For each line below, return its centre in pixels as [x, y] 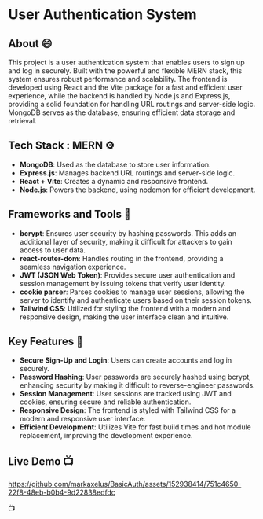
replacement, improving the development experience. [106, 436]
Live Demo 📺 [41, 461]
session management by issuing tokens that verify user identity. [122, 283]
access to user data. [53, 250]
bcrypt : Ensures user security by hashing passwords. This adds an [128, 233]
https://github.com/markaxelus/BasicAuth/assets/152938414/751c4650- [125, 484]
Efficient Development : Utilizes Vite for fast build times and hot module [135, 427]
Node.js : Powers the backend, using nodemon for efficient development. [137, 190]
